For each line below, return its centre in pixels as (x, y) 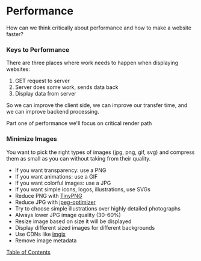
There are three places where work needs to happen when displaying (92, 63)
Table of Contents (29, 252)
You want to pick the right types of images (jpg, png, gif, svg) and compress (100, 152)
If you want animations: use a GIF (56, 176)
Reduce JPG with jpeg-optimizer (55, 202)
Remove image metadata (46, 240)
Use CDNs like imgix (40, 234)
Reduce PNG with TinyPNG (48, 195)
